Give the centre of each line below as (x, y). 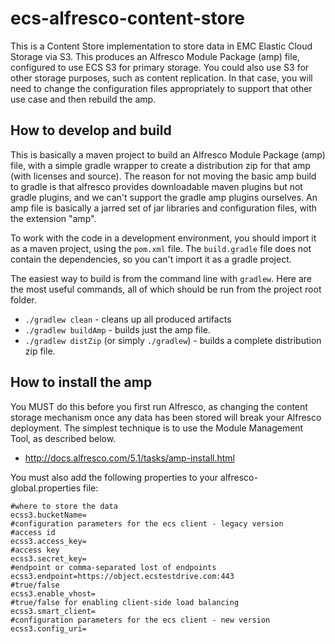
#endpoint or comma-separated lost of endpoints (113, 567)
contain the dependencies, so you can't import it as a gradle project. (151, 259)
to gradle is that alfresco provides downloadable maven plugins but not (156, 186)
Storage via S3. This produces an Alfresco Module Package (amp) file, (155, 56)
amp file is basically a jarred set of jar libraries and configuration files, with (164, 208)
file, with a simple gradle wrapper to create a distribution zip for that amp (160, 165)
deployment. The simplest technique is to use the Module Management (157, 428)
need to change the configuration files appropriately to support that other (161, 88)
